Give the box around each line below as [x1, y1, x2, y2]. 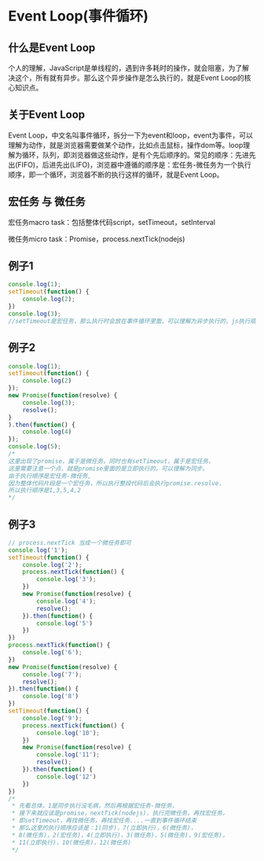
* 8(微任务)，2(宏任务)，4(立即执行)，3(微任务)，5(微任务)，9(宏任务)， [11, 831, 229, 839]
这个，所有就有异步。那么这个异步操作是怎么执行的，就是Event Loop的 [14, 73, 245, 83]
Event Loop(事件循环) [8, 7, 149, 25]
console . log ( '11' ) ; [36, 751, 101, 759]
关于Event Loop [8, 108, 86, 122]
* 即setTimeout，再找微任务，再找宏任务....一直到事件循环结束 [11, 817, 197, 825]
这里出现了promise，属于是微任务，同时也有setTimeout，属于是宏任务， [8, 457, 214, 465]
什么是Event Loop [8, 41, 96, 54]
